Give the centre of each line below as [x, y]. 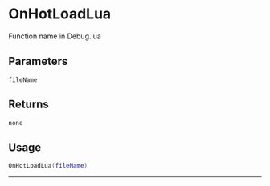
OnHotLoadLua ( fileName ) [48, 166]
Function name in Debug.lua [55, 36]
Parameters [38, 61]
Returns [29, 105]
